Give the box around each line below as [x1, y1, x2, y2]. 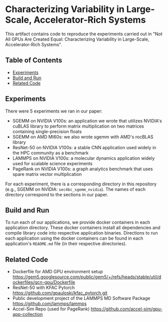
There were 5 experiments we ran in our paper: [5, 108, 103, 114]
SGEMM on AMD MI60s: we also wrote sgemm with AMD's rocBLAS [12, 134, 154, 140]
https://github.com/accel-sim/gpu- [91, 306, 163, 312]
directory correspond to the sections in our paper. [5, 191, 108, 197]
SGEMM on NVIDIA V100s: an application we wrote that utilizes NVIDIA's [12, 118, 162, 124]
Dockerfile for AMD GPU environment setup [12, 269, 103, 275]
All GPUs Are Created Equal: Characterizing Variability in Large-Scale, [5, 36, 149, 42]
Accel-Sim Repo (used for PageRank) [12, 306, 90, 312]
